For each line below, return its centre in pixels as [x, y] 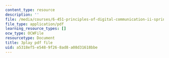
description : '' [22, 15]
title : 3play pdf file [29, 43]
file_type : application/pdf [35, 24]
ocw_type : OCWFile [24, 33]
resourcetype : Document [30, 38]
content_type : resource [30, 10]
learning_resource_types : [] [36, 29]
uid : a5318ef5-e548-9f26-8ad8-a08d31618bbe [52, 47]
